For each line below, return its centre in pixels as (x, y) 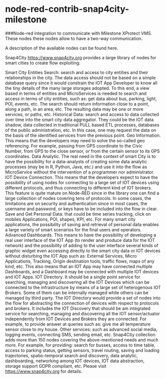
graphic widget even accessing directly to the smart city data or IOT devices (83, 251)
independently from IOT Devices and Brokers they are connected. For (76, 319)
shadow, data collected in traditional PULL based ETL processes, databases (82, 125)
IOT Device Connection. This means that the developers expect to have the (82, 177)
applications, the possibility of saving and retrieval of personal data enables (82, 224)
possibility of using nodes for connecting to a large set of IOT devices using (82, 182)
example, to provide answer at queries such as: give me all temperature (78, 324)
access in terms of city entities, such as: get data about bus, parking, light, (81, 98)
